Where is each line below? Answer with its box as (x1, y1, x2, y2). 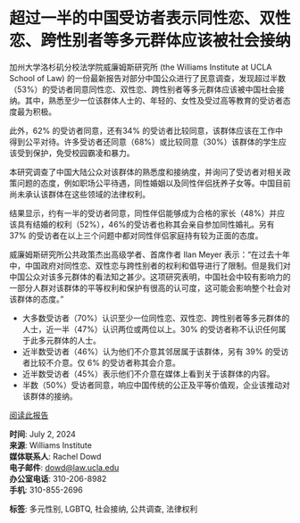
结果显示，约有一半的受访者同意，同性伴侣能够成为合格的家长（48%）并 (9, 207, 278, 219)
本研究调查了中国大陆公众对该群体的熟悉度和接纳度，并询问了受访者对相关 (9, 166, 283, 177)
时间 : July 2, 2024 (9, 428, 76, 439)
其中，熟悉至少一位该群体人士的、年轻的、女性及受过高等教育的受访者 (24, 95, 283, 105)
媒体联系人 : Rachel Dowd (9, 451, 102, 461)
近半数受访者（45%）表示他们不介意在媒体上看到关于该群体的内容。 (21, 368, 275, 379)
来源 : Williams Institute (9, 439, 92, 451)
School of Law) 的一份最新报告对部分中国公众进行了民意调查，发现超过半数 (9, 72, 287, 83)
